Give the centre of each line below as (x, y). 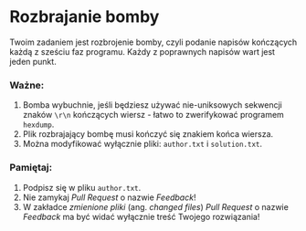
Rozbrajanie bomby (84, 17)
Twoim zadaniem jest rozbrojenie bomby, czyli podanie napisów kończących (153, 42)
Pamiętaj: (31, 168)
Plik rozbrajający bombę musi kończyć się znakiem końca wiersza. (148, 134)
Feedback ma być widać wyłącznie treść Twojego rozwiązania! (141, 216)
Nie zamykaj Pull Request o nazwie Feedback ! (109, 197)
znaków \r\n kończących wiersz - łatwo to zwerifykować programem (153, 115)
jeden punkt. (33, 61)
